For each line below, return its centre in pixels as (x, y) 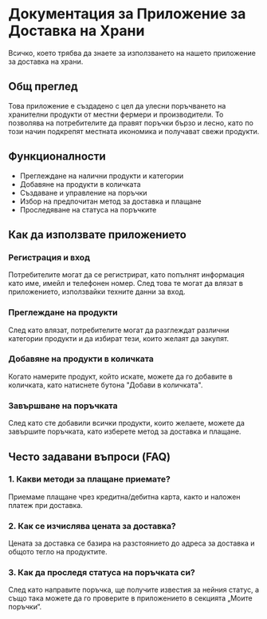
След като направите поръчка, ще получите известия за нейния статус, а (134, 590)
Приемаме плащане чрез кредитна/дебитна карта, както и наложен (124, 497)
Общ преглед (43, 87)
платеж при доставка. (46, 505)
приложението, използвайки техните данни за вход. (97, 292)
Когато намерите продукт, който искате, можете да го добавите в (120, 376)
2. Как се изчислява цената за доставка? (92, 526)
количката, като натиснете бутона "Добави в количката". (106, 385)
